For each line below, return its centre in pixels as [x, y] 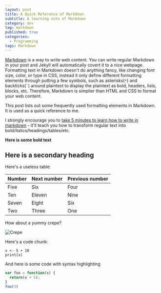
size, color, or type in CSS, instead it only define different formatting [73, 75]
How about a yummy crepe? [33, 223]
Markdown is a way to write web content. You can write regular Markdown [80, 59]
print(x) [14, 255]
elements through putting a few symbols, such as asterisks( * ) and [71, 80]
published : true [21, 32]
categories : [17, 37]
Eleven [39, 195]
